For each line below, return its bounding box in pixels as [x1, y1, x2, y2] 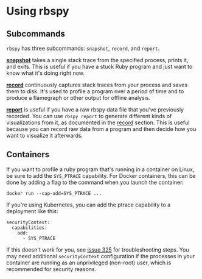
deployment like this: [6, 207, 58, 214]
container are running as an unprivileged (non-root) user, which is [6, 259, 172, 266]
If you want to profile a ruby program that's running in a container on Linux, [6, 166, 195, 173]
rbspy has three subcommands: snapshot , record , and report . [6, 44, 160, 52]
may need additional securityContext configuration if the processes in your [6, 252, 195, 260]
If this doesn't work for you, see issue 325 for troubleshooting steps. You [6, 245, 189, 253]
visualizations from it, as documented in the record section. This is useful [6, 119, 190, 126]
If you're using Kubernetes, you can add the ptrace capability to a [6, 201, 171, 208]
